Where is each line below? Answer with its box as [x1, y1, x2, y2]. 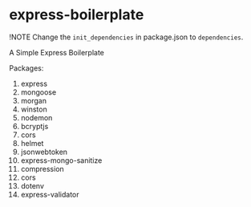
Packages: [9, 63, 44, 73]
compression [20, 164, 65, 173]
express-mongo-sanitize [20, 155, 103, 165]
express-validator [20, 189, 79, 199]
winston [20, 104, 47, 114]
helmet [20, 138, 44, 148]
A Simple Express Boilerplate [9, 47, 105, 57]
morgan [20, 95, 47, 105]
